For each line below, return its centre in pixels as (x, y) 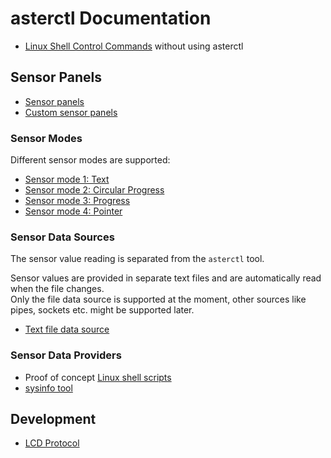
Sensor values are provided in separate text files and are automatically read (166, 278)
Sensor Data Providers (66, 355)
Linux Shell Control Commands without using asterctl (134, 46)
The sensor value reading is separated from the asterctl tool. (137, 259)
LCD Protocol (52, 443)
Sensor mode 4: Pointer (73, 211)
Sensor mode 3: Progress (77, 201)
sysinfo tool (48, 388)
